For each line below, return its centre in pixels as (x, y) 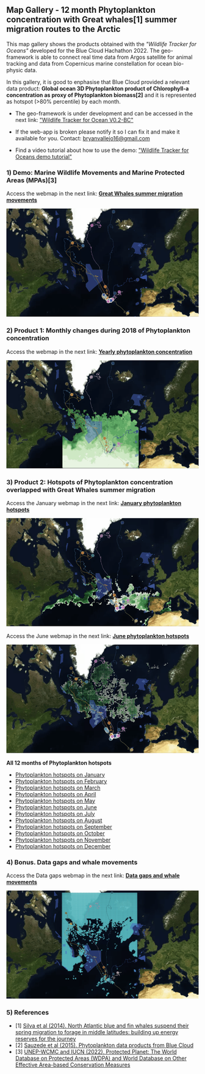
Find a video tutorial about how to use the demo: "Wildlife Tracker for (102, 150)
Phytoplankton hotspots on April (56, 794)
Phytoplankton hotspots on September (63, 826)
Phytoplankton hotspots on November (63, 840)
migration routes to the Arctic (63, 29)
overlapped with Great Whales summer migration (81, 490)
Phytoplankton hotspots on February (61, 781)
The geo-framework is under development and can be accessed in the (104, 113)
